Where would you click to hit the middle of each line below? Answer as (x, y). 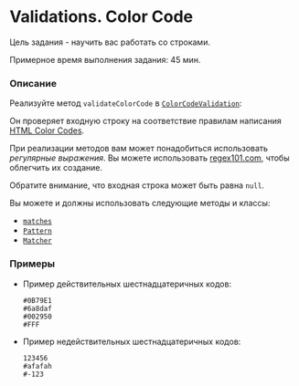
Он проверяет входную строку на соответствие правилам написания (145, 121)
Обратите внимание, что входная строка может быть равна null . (137, 185)
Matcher (37, 241)
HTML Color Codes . (47, 130)
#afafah (37, 366)
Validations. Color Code (101, 17)
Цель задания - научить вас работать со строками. (110, 42)
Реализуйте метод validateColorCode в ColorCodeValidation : (126, 103)
